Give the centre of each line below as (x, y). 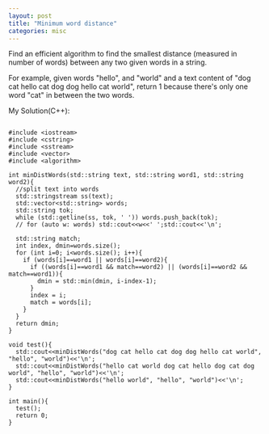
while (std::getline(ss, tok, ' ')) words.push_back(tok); (117, 218)
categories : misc (38, 31)
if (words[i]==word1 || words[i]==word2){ (95, 260)
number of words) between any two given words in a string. (108, 62)
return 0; (32, 416)
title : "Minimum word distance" (63, 23)
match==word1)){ (36, 274)
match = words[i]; (61, 303)
